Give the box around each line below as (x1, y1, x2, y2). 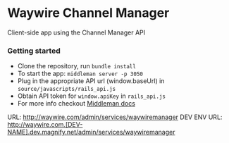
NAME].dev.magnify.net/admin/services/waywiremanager (7, 128, 175, 137)
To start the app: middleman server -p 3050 (17, 69, 143, 78)
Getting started (7, 46, 61, 56)
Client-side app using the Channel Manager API (7, 28, 146, 37)
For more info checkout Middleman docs (17, 99, 136, 108)
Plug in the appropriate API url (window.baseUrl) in (17, 77, 165, 85)
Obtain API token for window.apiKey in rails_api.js (17, 92, 166, 100)
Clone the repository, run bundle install (17, 62, 136, 70)
